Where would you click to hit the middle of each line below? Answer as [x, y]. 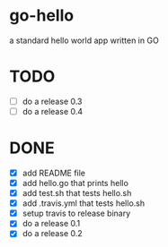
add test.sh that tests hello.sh [77, 193]
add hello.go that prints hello [75, 183]
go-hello [42, 16]
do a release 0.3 [52, 101]
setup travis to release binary [76, 213]
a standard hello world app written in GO [84, 40]
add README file [54, 173]
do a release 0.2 [52, 234]
